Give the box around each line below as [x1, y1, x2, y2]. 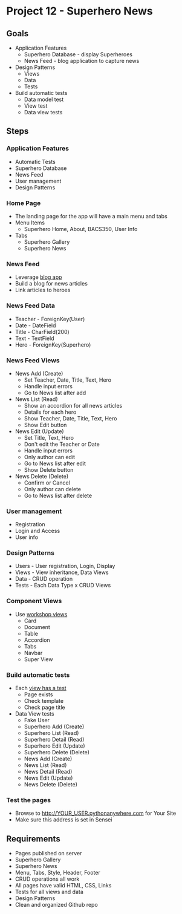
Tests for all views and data [15, 888, 83, 896]
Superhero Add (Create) [24, 723, 85, 730]
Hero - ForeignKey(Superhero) [15, 341, 91, 348]
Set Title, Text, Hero [24, 434, 74, 441]
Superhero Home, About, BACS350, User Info [24, 225, 138, 232]
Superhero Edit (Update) [24, 742, 86, 749]
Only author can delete [24, 485, 82, 492]
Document [24, 623, 50, 630]
